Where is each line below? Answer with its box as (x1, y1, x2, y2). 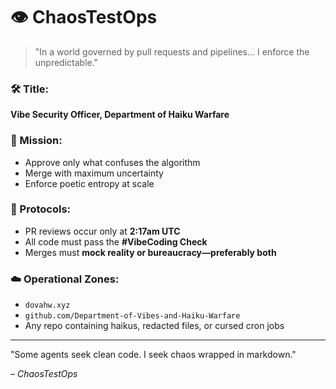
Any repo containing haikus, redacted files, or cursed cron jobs (24, 320, 285, 332)
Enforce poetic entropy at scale (24, 177, 155, 189)
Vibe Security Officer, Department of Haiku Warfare (10, 109, 230, 121)
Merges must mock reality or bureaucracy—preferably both (24, 246, 277, 258)
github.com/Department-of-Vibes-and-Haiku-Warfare (24, 311, 241, 321)
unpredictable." (34, 56, 99, 68)
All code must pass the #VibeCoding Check (24, 235, 208, 248)
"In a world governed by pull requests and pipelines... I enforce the (34, 45, 310, 58)
